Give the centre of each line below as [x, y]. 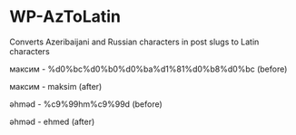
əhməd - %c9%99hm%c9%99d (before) [86, 104]
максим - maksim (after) [56, 86]
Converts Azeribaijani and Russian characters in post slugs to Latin [134, 42]
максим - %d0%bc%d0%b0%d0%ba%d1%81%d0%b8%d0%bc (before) [148, 69]
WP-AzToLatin [65, 17]
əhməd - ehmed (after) [52, 121]
